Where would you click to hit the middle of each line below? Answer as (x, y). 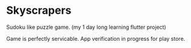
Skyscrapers (39, 10)
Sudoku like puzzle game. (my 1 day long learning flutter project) (86, 27)
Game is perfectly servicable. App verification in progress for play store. (96, 38)
